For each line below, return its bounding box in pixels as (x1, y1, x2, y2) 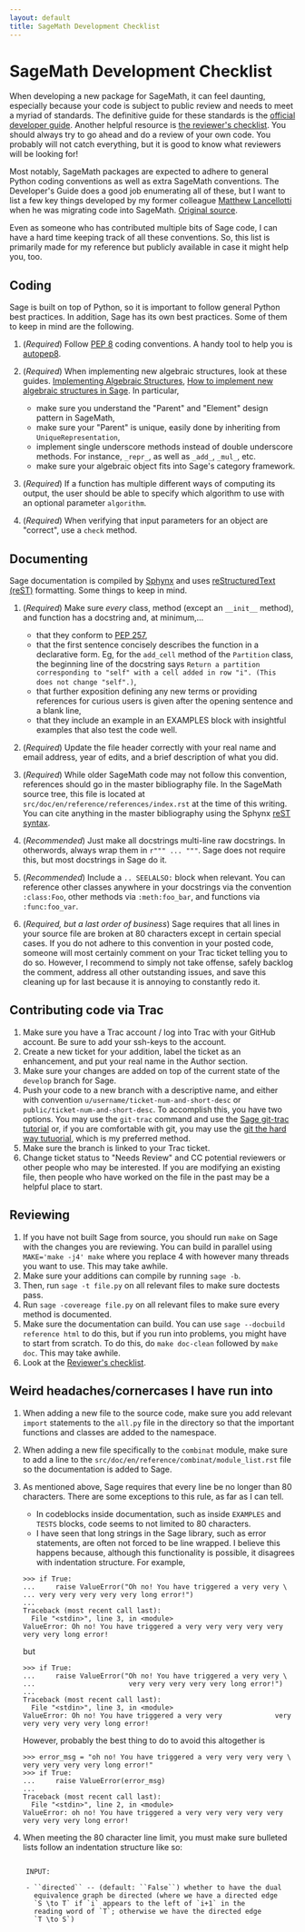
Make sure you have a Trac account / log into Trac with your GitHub (22, 1027, 276, 1038)
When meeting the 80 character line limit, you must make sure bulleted (22, 1831, 288, 1843)
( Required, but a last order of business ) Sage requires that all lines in (22, 919, 280, 930)
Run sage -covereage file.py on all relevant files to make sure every (22, 1299, 280, 1310)
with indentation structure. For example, (35, 1556, 186, 1567)
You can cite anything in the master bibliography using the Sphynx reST (22, 808, 291, 819)
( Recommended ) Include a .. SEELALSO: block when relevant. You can (22, 872, 286, 883)
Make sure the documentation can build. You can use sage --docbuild (22, 1318, 286, 1329)
